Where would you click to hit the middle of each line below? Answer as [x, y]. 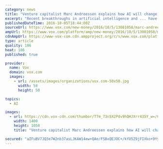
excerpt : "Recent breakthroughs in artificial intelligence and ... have [81, 18]
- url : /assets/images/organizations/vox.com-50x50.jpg [72, 81]
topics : [13, 99]
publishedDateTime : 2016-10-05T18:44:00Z [48, 23]
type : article [19, 41]
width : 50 [28, 86]
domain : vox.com [26, 72]
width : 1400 [26, 121]
